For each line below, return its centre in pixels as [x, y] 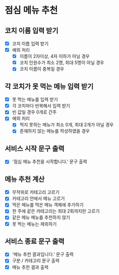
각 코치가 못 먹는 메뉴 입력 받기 [49, 86]
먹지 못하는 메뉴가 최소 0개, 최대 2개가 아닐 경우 [67, 125]
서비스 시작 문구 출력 [35, 149]
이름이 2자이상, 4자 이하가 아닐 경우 [55, 57]
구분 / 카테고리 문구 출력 [36, 261]
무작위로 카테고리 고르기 [36, 192]
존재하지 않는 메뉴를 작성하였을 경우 [55, 131]
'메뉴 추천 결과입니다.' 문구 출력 [43, 254]
